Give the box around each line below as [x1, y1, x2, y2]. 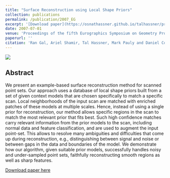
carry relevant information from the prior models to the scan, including [5, 119, 152, 125]
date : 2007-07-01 [5, 26, 42, 31]
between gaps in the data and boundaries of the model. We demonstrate [5, 141, 157, 147]
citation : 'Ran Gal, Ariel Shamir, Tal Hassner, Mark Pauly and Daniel [5, 40, 159, 46]
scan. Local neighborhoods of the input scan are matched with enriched [5, 98, 156, 104]
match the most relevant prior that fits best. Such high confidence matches [5, 114, 162, 120]
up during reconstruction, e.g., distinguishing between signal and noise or [5, 136, 159, 142]
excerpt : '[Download [5, 21, 49, 27]
